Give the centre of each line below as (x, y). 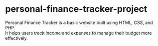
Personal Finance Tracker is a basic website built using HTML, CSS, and (79, 23)
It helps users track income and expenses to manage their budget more (79, 33)
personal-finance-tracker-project (76, 9)
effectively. (17, 38)
